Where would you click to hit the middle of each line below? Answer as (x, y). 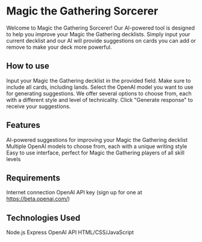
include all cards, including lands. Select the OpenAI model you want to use (100, 87)
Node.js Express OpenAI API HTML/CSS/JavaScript (70, 232)
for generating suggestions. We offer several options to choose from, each (99, 93)
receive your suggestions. (39, 106)
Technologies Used (43, 218)
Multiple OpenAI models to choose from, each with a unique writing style (97, 146)
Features (23, 125)
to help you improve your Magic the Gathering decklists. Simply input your (98, 34)
